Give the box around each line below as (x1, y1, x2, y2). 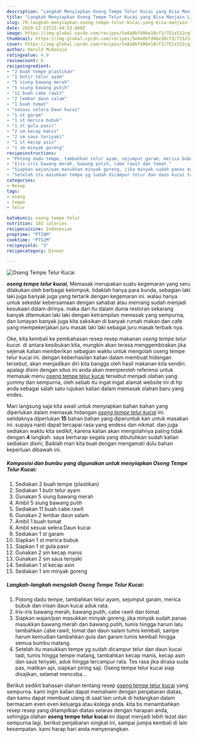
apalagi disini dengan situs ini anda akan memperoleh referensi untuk (6, 367, 174, 374)
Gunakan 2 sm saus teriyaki (15, 555, 82, 562)
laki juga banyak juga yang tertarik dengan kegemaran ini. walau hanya (6, 293, 178, 300)
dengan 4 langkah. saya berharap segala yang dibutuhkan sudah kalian (6, 434, 179, 441)
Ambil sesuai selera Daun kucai (15, 524, 91, 531)
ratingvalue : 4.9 (6, 52, 49, 58)
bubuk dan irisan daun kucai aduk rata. (15, 602, 109, 609)
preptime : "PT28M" (6, 231, 51, 237)
